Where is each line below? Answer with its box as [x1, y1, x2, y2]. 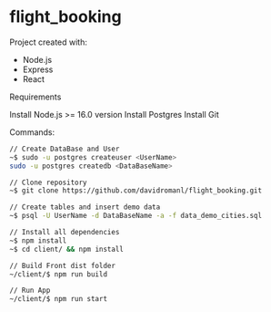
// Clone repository [9, 178, 88, 187]
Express [22, 64, 54, 75]
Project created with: [9, 36, 88, 47]
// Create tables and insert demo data [9, 203, 161, 212]
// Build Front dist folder [9, 261, 116, 270]
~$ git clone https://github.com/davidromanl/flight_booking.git [9, 186, 262, 195]
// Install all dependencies [9, 228, 120, 237]
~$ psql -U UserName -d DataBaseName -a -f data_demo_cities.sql [9, 212, 262, 221]
